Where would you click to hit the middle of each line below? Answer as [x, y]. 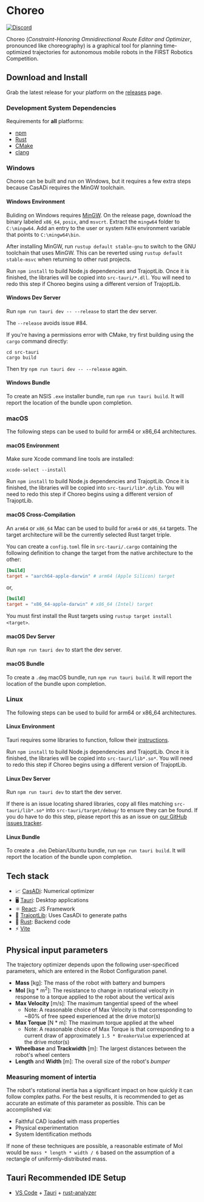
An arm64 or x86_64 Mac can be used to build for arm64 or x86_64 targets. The [102, 528]
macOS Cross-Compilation [41, 515]
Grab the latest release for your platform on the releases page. [84, 92]
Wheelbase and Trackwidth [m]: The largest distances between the [100, 1048]
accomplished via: [29, 1110]
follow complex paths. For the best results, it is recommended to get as [95, 1097]
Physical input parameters [57, 950]
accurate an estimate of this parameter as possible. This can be [86, 1103]
